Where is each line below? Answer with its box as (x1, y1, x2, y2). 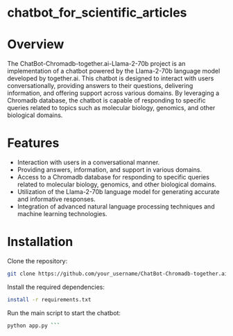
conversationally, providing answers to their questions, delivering (7, 82, 193, 90)
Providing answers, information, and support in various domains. (17, 166, 202, 174)
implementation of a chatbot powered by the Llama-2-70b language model (7, 67, 221, 76)
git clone (7, 270, 36, 277)
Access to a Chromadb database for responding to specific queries (17, 173, 210, 182)
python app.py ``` (7, 322, 60, 329)
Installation (7, 234, 74, 250)
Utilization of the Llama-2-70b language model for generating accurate (17, 188, 220, 196)
